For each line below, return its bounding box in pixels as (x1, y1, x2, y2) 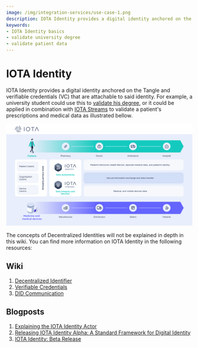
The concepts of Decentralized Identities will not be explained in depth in (6, 232, 184, 239)
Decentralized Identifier (14, 277, 72, 284)
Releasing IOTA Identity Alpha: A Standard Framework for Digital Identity (14, 329, 191, 336)
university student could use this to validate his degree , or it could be (6, 99, 174, 106)
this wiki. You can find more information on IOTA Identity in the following (6, 238, 182, 245)
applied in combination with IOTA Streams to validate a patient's (6, 106, 162, 113)
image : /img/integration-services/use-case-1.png (6, 9, 131, 15)
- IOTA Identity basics (6, 28, 65, 34)
